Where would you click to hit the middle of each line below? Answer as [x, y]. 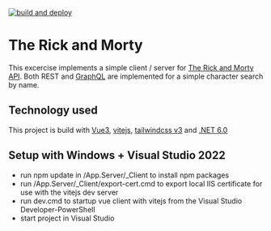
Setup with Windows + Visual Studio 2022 [117, 155]
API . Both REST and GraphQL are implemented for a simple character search [136, 76]
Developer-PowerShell [57, 209]
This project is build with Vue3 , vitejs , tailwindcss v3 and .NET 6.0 [118, 130]
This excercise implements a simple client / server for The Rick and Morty [131, 67]
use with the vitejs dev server [69, 192]
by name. [24, 84]
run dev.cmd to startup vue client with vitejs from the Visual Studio [131, 201]
